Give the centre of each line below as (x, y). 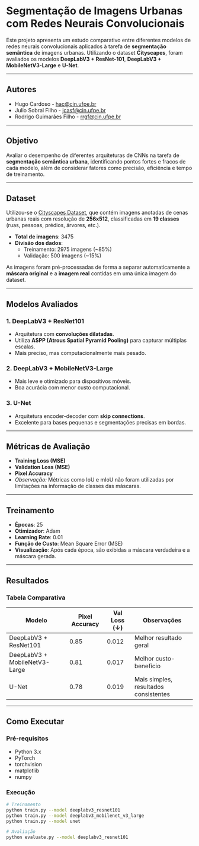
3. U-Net (19, 403)
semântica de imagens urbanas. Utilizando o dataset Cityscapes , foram (94, 52)
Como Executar (35, 721)
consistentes (152, 694)
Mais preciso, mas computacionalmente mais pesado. (80, 353)
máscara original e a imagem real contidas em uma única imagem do (91, 273)
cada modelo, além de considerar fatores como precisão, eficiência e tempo (99, 168)
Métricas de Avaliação (48, 447)
